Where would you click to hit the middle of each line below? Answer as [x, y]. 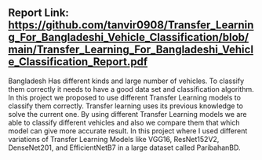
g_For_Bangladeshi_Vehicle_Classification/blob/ [129, 37]
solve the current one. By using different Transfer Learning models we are [127, 114]
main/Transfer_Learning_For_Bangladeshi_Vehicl [131, 50]
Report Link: [38, 13]
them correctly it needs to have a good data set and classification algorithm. [131, 89]
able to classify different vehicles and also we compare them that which [124, 122]
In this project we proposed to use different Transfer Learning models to [125, 97]
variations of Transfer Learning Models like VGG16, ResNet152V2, [114, 139]
